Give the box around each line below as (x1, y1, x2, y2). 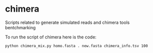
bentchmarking (5, 24, 36, 30)
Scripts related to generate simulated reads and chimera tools (5, 19, 130, 25)
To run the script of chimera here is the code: (5, 34, 97, 40)
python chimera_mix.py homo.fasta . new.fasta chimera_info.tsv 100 (5, 43, 148, 48)
